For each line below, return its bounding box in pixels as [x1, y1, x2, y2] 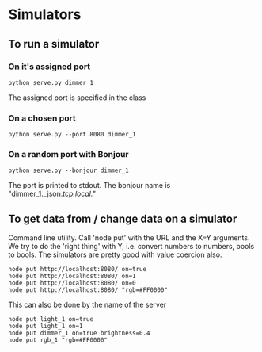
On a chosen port [8, 113, 77, 124]
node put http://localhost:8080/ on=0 [8, 279, 136, 287]
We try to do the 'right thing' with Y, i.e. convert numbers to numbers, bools [8, 242, 255, 251]
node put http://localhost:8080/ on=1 [8, 272, 136, 281]
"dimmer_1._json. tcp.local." [8, 189, 97, 199]
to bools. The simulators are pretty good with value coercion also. [8, 250, 222, 259]
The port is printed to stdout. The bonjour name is [8, 181, 171, 190]
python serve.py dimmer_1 [8, 78, 93, 86]
